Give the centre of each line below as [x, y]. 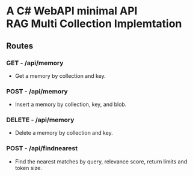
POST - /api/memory [37, 91]
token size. [28, 168]
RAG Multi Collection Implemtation [94, 24]
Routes [20, 46]
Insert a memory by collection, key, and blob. [71, 104]
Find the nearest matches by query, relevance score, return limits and [101, 161]
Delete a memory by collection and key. [64, 133]
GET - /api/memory [35, 63]
